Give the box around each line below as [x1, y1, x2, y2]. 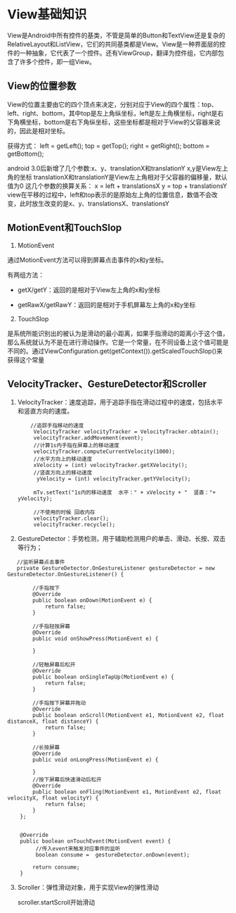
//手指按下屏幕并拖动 [32, 700, 86, 707]
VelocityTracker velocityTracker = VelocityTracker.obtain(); [33, 428, 219, 435]
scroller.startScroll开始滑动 [17, 898, 96, 907]
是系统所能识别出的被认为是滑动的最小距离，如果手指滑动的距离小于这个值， [7, 329, 229, 337]
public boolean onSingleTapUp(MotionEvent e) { [32, 673, 174, 681]
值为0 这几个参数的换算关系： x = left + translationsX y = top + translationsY [7, 181, 228, 190]
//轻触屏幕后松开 [32, 662, 76, 669]
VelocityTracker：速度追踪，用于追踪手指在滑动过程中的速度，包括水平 [17, 398, 223, 406]
